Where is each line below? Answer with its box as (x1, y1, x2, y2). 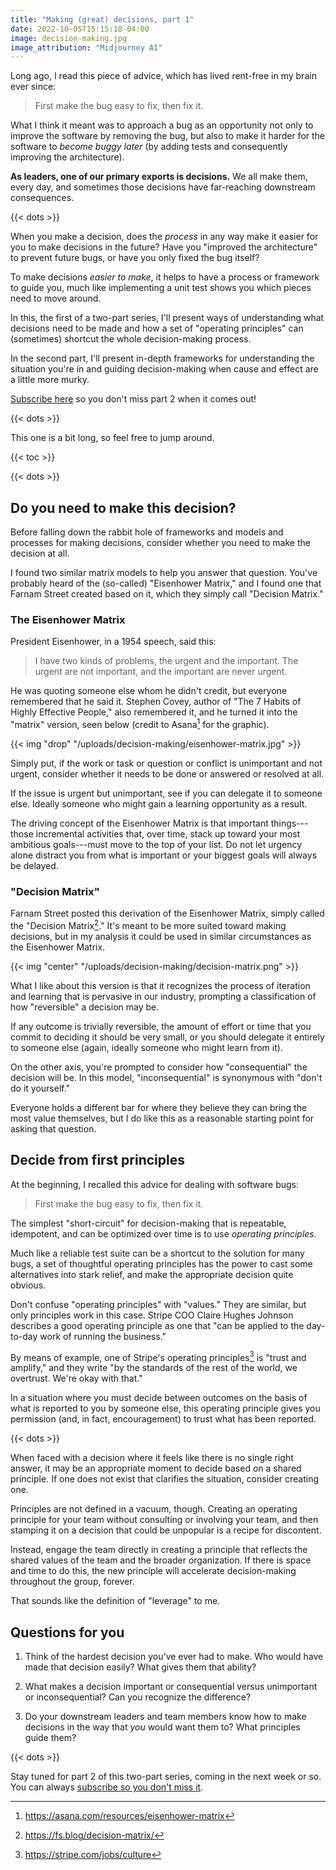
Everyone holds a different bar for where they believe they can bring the (10, 1101, 308, 1113)
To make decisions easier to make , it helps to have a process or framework (10, 271, 320, 283)
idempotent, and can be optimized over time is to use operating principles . (10, 1227, 317, 1240)
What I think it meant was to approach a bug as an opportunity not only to (10, 119, 314, 131)
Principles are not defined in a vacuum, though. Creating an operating (10, 1503, 298, 1515)
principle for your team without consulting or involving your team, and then (10, 1514, 319, 1526)
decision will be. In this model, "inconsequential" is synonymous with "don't (10, 1071, 323, 1083)
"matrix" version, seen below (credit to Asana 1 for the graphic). (10, 717, 270, 731)
